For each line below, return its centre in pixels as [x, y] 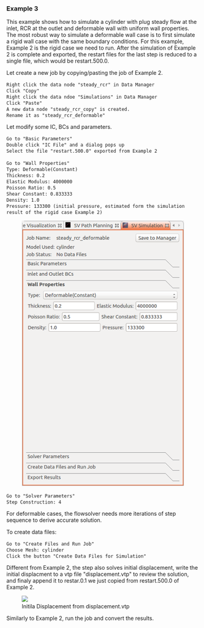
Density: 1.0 [23, 201]
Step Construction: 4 [34, 502]
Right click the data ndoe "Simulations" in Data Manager [82, 97]
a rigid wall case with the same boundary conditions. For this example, [95, 42]
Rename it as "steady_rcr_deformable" [56, 116]
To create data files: [32, 532]
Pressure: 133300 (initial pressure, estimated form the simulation [96, 207]
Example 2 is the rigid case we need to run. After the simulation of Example [101, 48]
